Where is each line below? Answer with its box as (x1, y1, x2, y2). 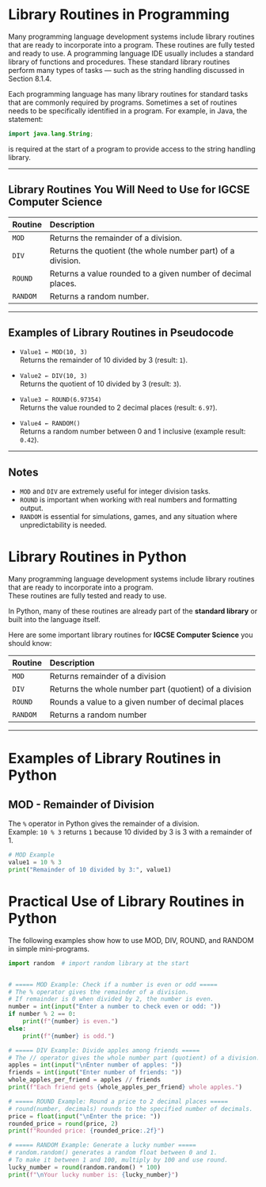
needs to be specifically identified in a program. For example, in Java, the (8, 105, 248, 116)
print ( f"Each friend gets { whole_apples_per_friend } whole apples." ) (8, 1083, 243, 1091)
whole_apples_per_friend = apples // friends (8, 1076, 161, 1084)
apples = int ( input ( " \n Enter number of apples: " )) (8, 1061, 182, 1069)
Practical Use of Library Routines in (8, 893, 245, 910)
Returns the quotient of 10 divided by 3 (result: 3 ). (19, 379, 182, 389)
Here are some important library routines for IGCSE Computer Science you (8, 630, 253, 639)
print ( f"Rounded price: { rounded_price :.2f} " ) (8, 1127, 165, 1135)
